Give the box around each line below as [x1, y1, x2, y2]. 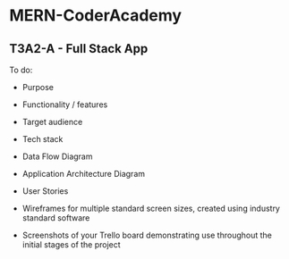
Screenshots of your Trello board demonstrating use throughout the [21, 230, 273, 240]
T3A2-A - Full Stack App [9, 41, 149, 56]
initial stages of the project [21, 239, 121, 250]
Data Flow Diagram [21, 151, 93, 162]
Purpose [21, 82, 55, 92]
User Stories [21, 186, 69, 196]
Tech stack [21, 134, 64, 144]
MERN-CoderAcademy [9, 5, 182, 26]
